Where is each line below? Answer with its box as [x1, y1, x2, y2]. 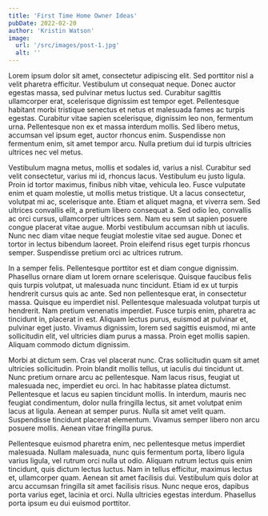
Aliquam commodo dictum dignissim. [8, 340, 130, 349]
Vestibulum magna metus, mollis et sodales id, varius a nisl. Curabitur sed [8, 163, 251, 172]
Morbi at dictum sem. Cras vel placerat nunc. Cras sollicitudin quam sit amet [8, 355, 260, 365]
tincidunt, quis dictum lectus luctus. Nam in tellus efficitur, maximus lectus [8, 465, 253, 474]
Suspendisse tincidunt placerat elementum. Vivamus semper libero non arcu [8, 415, 260, 424]
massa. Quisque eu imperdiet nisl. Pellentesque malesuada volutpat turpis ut [8, 298, 260, 306]
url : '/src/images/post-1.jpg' [15, 42, 120, 50]
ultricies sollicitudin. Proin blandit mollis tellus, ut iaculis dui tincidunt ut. [8, 364, 245, 373]
